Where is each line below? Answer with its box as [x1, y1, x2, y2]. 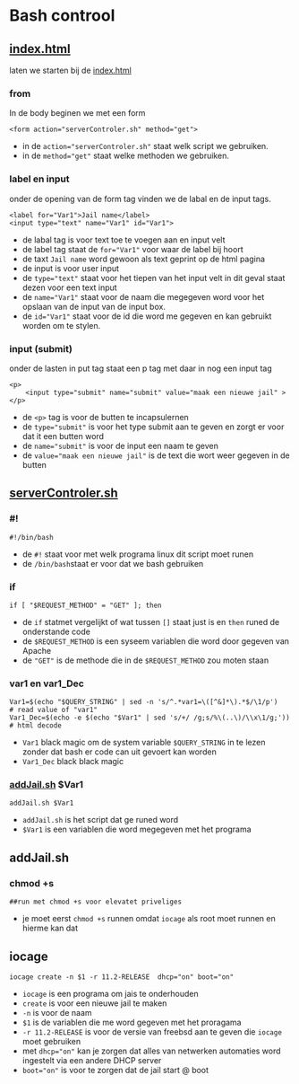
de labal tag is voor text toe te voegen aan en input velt [21, 234, 226, 245]
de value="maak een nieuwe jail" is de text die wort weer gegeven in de [21, 450, 290, 461]
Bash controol [9, 5, 115, 26]
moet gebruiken [21, 1036, 81, 1046]
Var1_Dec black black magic [21, 756, 124, 767]
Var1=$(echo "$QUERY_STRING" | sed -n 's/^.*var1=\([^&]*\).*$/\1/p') [9, 698, 278, 707]
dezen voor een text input [21, 282, 118, 293]
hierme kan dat [21, 922, 79, 934]
